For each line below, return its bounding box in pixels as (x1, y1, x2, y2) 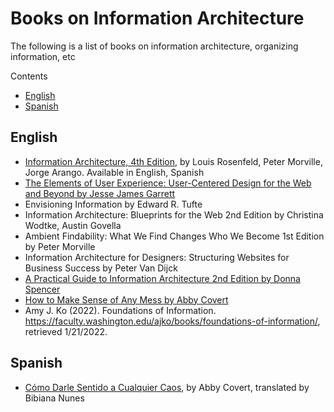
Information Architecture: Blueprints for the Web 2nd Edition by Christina (24, 208, 324, 221)
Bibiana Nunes (24, 392, 85, 404)
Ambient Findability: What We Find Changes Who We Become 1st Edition (24, 230, 325, 242)
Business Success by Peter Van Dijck (24, 262, 178, 274)
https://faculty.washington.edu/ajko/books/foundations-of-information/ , (24, 315, 321, 327)
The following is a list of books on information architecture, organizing (10, 40, 299, 52)
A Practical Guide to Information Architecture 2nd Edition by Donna (24, 272, 301, 284)
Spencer (24, 283, 61, 295)
